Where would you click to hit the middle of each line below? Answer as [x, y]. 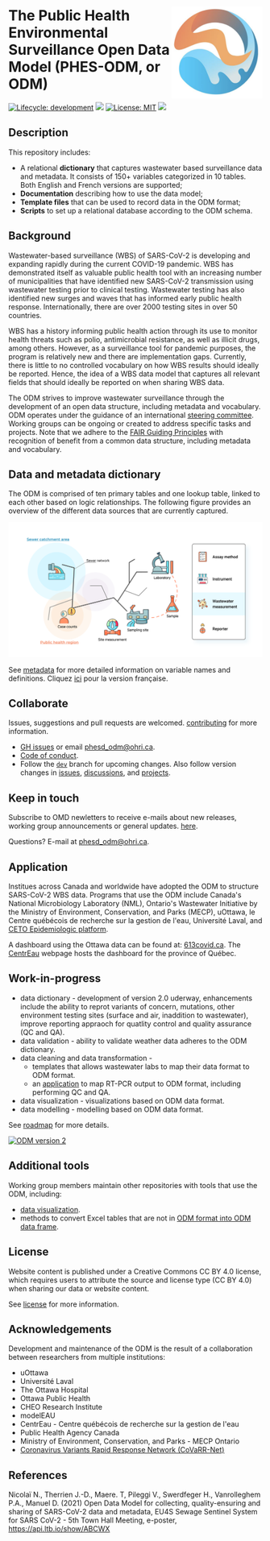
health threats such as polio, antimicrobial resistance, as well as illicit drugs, [134, 339]
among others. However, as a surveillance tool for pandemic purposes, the [132, 348]
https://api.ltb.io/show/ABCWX [59, 1529]
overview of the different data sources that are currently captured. [118, 511]
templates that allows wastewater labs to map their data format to [141, 1067]
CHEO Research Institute [61, 1407]
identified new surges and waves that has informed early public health [125, 298]
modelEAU [37, 1415]
